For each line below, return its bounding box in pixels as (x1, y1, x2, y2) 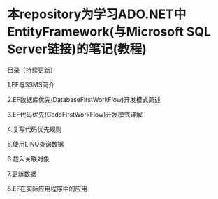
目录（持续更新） (7, 66, 57, 74)
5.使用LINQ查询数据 (7, 140, 64, 148)
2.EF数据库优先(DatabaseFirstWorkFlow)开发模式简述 (7, 95, 161, 103)
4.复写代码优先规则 (7, 125, 62, 133)
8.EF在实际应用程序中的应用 (7, 184, 88, 193)
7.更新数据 (7, 169, 37, 178)
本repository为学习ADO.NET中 (7, 6, 187, 22)
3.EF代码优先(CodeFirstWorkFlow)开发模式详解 (7, 110, 143, 119)
